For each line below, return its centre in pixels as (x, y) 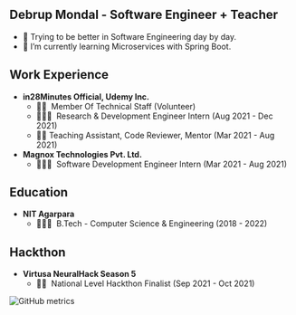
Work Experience (59, 75)
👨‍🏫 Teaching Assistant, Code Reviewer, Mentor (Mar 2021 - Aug (155, 135)
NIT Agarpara (48, 214)
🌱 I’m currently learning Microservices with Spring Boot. (127, 46)
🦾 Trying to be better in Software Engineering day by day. (129, 36)
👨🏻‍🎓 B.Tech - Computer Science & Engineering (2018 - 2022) (152, 224)
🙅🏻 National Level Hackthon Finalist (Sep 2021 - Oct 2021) (145, 283)
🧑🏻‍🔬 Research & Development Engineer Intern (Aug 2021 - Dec (154, 116)
